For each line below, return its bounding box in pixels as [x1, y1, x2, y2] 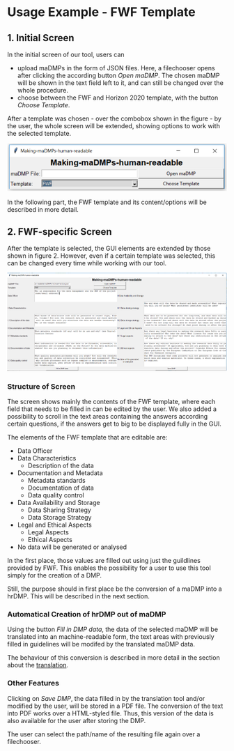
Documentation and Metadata [17, 469, 103, 477]
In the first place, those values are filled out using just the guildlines [7, 557, 201, 565]
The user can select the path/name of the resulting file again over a [7, 729, 201, 738]
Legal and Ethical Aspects [17, 520, 92, 529]
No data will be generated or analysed [17, 543, 127, 551]
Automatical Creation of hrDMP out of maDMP [7, 610, 166, 619]
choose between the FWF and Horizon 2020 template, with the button [17, 93, 219, 102]
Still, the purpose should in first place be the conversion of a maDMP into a [7, 584, 222, 593]
